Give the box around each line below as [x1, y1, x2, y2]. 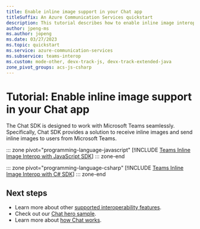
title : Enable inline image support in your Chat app [6, 8, 143, 15]
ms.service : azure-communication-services [6, 48, 113, 54]
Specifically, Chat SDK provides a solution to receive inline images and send [6, 129, 193, 136]
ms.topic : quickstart [6, 42, 60, 48]
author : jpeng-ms [6, 25, 49, 32]
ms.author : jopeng [6, 31, 52, 37]
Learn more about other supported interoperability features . [14, 204, 162, 211]
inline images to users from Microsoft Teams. [6, 135, 117, 142]
